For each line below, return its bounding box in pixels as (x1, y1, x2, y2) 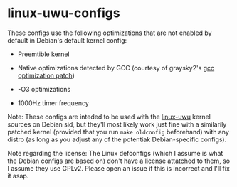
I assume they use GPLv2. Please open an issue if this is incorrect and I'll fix (7, 164, 230, 172)
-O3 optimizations (17, 85, 71, 93)
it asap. (7, 171, 29, 180)
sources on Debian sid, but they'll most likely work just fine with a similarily (7, 119, 227, 129)
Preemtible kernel (17, 50, 70, 58)
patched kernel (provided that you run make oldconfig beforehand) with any (7, 127, 230, 136)
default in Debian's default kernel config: (7, 36, 127, 44)
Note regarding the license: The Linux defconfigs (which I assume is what (7, 149, 223, 157)
